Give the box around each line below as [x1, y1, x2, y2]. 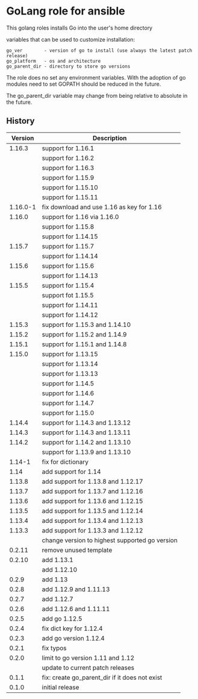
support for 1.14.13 [42, 271, 98, 280]
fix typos [42, 644, 67, 652]
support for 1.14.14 [42, 251, 98, 260]
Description [92, 134, 128, 142]
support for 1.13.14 [42, 359, 98, 368]
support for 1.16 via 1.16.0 [42, 212, 119, 221]
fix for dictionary [42, 457, 89, 466]
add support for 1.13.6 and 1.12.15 [42, 496, 143, 505]
